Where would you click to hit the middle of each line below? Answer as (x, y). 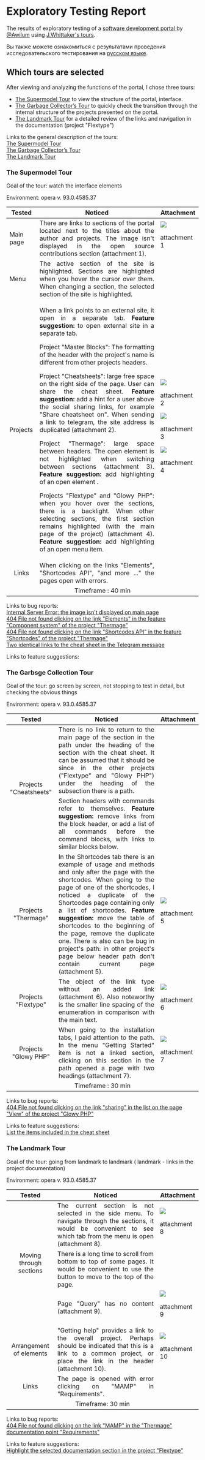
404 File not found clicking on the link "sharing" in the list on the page (94, 1108)
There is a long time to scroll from (106, 1254)
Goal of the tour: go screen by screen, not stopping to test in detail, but (95, 686)
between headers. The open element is (97, 452)
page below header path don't (106, 956)
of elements (30, 1353)
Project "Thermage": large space (97, 444)
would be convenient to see (106, 1228)
